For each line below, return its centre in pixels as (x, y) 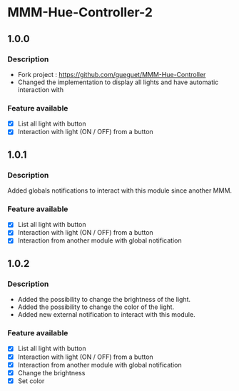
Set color (31, 381)
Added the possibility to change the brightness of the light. (104, 300)
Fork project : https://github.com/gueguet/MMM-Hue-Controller (112, 74)
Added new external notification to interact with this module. (106, 315)
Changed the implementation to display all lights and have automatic (118, 82)
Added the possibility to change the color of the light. (96, 307)
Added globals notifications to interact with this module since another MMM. (120, 191)
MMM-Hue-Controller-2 (80, 12)
